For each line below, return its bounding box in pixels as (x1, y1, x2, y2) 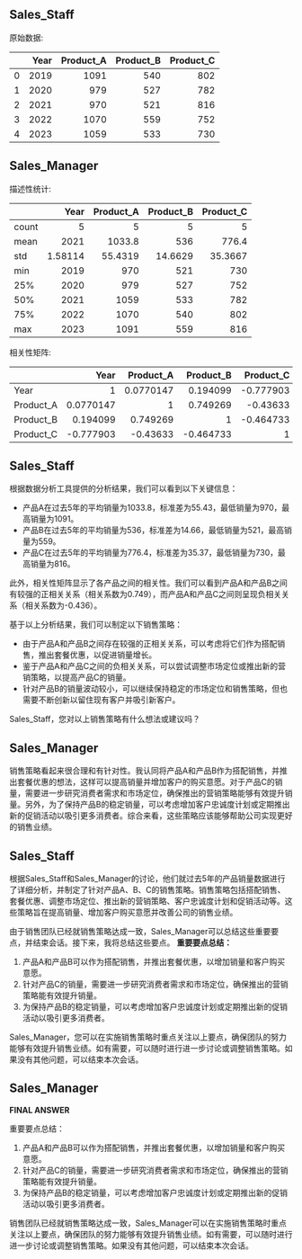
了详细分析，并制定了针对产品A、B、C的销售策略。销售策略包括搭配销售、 (9, 885, 286, 896)
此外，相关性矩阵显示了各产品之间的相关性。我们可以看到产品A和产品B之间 (9, 577, 288, 588)
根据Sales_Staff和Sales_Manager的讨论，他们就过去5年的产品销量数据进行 (9, 873, 286, 884)
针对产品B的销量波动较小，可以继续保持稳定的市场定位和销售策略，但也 (22, 683, 288, 694)
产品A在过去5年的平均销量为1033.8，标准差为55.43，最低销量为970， (22, 503, 282, 513)
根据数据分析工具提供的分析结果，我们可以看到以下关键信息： (9, 483, 238, 494)
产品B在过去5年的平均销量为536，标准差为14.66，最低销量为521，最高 (22, 525, 285, 536)
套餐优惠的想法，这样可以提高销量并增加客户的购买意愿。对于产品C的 (16, 777, 276, 788)
